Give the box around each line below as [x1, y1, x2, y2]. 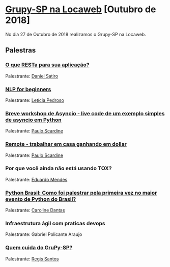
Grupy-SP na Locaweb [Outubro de [5, 4, 156, 15]
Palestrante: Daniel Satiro [5, 73, 59, 79]
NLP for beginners [5, 86, 51, 93]
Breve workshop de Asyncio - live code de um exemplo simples [5, 110, 165, 117]
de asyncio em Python [5, 116, 62, 123]
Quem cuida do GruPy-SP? [5, 244, 73, 251]
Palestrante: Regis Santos [5, 256, 59, 262]
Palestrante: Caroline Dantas [5, 207, 65, 213]
